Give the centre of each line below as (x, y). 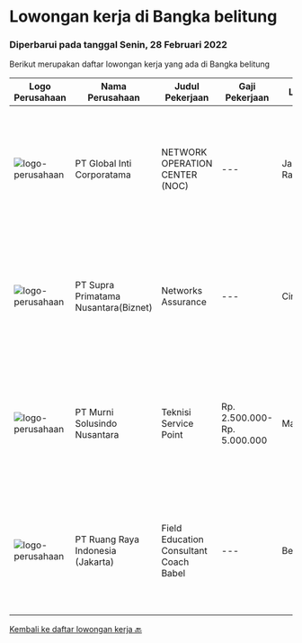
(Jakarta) (94, 562)
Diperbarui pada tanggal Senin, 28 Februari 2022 (118, 45)
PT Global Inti (103, 164)
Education (182, 539)
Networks (182, 291)
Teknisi (176, 412)
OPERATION (187, 164)
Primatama (98, 296)
